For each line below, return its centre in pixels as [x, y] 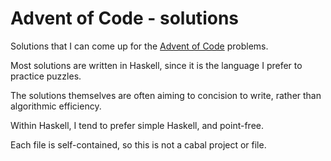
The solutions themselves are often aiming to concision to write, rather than [166, 95]
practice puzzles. [46, 76]
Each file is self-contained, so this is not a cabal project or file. [138, 144]
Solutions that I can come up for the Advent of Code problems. [139, 46]
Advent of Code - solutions [124, 18]
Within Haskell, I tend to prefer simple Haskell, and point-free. [137, 125]
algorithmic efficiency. [56, 106]
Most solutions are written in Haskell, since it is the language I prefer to [156, 65]
